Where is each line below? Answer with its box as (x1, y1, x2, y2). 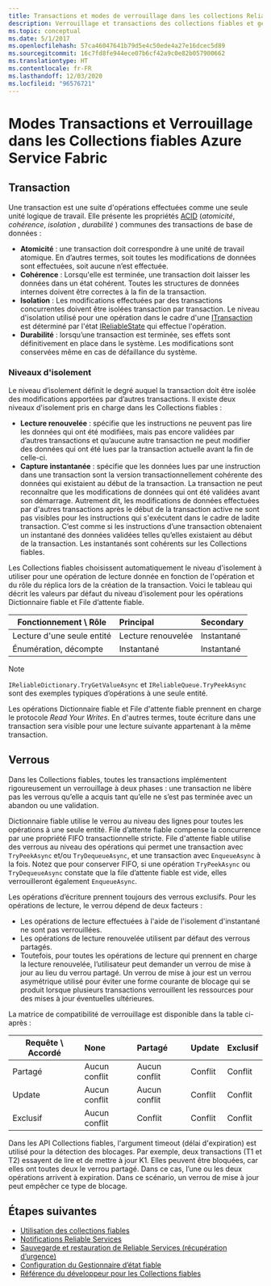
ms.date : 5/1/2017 (8, 34, 70, 43)
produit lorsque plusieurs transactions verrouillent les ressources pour (19, 984, 254, 995)
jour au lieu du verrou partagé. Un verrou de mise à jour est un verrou (19, 967, 252, 977)
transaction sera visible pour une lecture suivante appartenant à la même (8, 721, 252, 730)
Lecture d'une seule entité (12, 630, 111, 641)
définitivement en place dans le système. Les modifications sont (19, 338, 234, 348)
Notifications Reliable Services (19, 1234, 123, 1244)
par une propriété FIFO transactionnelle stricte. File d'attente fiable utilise (8, 833, 252, 843)
